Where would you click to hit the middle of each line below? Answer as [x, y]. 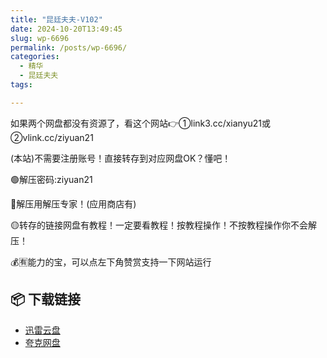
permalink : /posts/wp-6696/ [69, 47]
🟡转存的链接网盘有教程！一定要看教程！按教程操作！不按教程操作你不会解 [163, 225]
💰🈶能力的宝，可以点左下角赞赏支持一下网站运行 [111, 262]
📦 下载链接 [46, 299]
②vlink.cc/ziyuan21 [52, 137]
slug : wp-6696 [40, 38]
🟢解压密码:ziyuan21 [51, 179]
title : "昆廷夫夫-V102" [56, 19]
